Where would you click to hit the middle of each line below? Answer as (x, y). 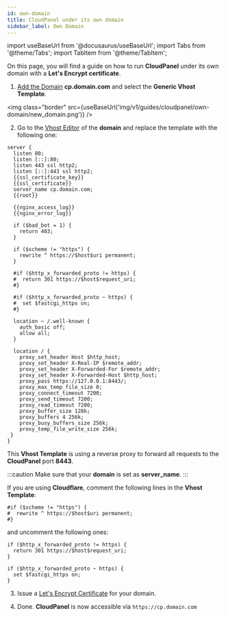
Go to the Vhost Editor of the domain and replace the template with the (117, 128)
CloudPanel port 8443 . (40, 461)
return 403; (36, 231)
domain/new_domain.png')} (46, 114)
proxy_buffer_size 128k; (55, 412)
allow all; (35, 333)
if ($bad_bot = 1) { (42, 226)
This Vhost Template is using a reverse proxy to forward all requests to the (113, 454)
